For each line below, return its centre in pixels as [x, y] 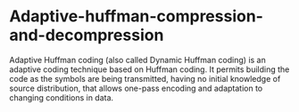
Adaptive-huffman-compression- [136, 16]
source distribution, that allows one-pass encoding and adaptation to [136, 88]
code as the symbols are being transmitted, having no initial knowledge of [145, 78]
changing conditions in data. [62, 97]
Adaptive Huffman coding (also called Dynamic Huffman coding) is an [137, 60]
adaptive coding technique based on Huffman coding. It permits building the [149, 69]
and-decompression [87, 35]
